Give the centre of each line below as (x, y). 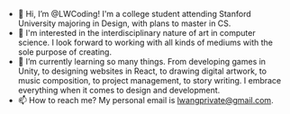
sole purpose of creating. (65, 52)
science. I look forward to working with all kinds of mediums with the (145, 42)
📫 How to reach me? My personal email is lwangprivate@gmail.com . (145, 100)
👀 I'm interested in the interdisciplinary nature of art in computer (136, 33)
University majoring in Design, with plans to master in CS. (124, 23)
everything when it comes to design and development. (119, 90)
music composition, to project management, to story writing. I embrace (150, 80)
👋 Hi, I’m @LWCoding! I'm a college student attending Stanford (135, 14)
